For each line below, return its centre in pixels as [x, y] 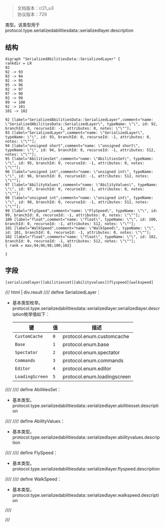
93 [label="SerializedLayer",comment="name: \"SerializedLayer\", [75, 133]
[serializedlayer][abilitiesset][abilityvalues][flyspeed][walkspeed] [79, 282]
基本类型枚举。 [27, 302]
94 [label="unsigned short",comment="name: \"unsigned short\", [73, 146]
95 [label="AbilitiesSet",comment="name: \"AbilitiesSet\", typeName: [79, 159]
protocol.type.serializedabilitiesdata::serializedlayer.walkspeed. [77, 495]
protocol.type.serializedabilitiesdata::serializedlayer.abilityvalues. [78, 437]
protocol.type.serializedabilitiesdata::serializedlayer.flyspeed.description [86, 468]
